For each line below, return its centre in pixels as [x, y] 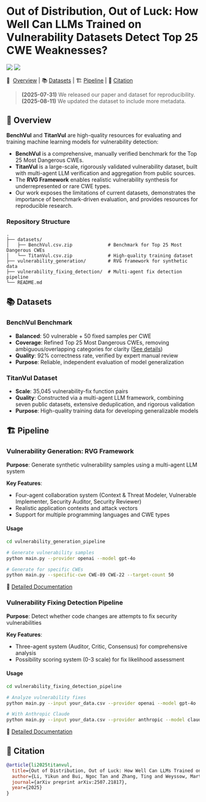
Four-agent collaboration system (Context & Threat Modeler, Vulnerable [106, 495]
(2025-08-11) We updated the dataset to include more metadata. [103, 101]
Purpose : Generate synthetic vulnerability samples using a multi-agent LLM [102, 465]
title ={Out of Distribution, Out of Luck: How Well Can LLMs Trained [102, 771]
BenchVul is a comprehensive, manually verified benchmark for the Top [106, 153]
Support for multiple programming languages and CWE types [92, 514]
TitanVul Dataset [32, 378]
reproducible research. [44, 205]
